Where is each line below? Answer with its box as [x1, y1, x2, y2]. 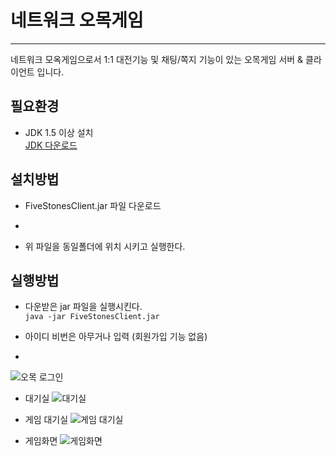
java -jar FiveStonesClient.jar [24, 312, 160, 322]
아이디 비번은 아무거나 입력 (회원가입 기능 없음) [24, 331, 208, 343]
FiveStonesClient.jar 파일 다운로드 [24, 199, 162, 211]
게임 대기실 [24, 414, 69, 426]
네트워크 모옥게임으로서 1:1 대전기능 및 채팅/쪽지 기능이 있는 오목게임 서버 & [10, 53, 304, 65]
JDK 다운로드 [24, 139, 78, 151]
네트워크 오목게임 [10, 9, 144, 32]
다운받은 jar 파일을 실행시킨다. [24, 301, 143, 313]
